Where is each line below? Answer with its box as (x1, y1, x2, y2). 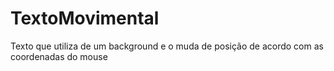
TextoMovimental (10, 7, 160, 30)
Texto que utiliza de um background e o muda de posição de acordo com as (10, 40, 324, 52)
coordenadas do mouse (10, 50, 108, 62)
